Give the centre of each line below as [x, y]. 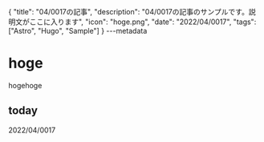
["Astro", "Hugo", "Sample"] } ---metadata [78, 31]
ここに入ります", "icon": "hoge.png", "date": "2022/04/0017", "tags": [143, 22]
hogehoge [25, 85]
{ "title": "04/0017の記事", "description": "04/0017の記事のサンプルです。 [128, 12]
